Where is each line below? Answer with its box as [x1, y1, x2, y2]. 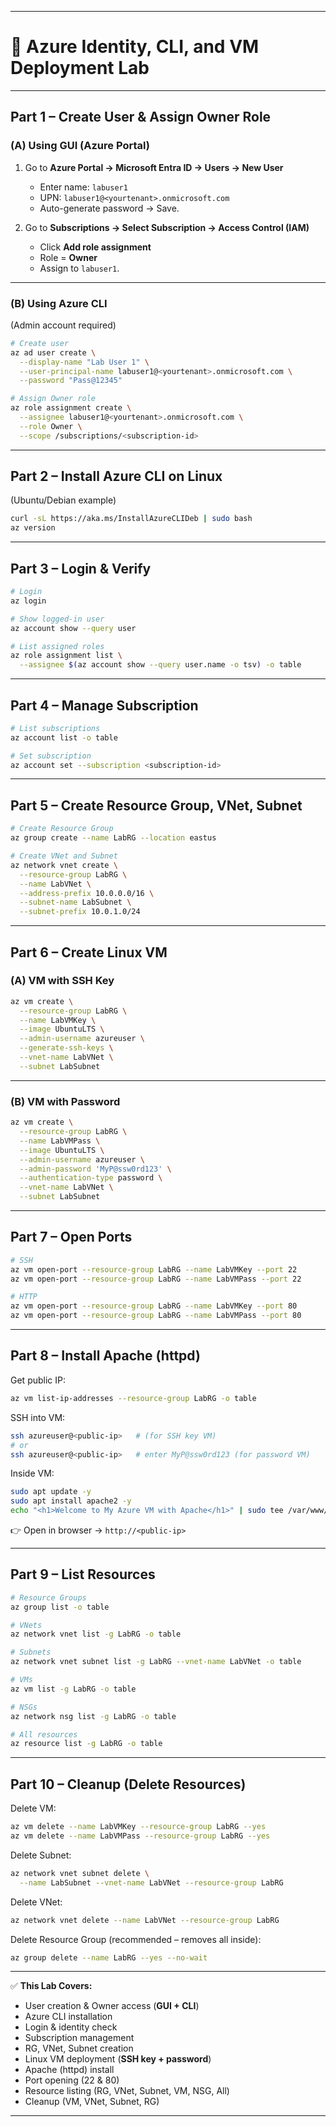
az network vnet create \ [10, 860, 118, 870]
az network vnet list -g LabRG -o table [10, 1629, 182, 1640]
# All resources [10, 1729, 78, 1740]
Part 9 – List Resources [10, 1566, 156, 1583]
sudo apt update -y [10, 1487, 92, 1497]
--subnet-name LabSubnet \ [19, 897, 132, 908]
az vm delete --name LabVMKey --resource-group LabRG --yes [10, 1822, 267, 1832]
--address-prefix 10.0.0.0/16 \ [19, 888, 155, 898]
